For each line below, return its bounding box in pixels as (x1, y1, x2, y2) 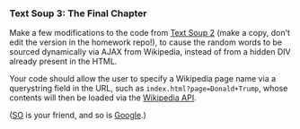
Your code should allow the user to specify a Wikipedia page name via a (9, 73, 277, 84)
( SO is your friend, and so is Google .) (9, 110, 146, 121)
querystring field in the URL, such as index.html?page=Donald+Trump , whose (9, 83, 288, 94)
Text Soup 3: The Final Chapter (9, 7, 147, 20)
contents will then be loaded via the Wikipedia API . (9, 92, 197, 103)
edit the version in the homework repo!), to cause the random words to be (9, 37, 283, 47)
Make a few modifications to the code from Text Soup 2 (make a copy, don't (9, 28, 290, 39)
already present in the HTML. (9, 56, 118, 67)
